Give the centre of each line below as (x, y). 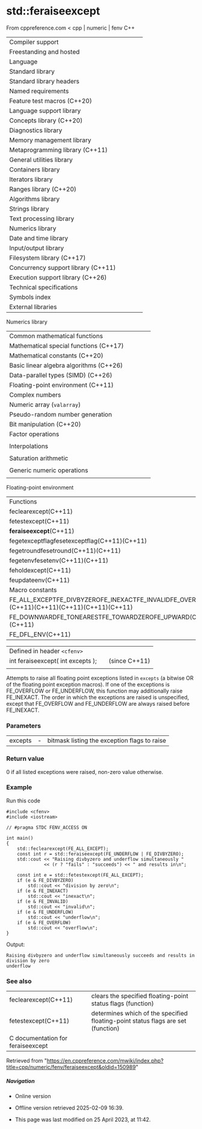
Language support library (45, 110)
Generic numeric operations (49, 470)
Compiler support (34, 42)
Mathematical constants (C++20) (56, 356)
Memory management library (50, 140)
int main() (20, 838)
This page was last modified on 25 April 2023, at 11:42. (83, 1120)
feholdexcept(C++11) (40, 570)
